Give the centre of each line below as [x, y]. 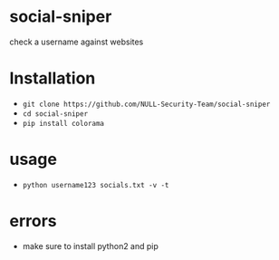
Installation [53, 78]
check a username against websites [77, 42]
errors [33, 221]
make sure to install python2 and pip [90, 246]
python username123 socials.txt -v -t [96, 185]
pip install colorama [63, 123]
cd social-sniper [55, 114]
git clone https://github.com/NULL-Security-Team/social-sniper [146, 104]
